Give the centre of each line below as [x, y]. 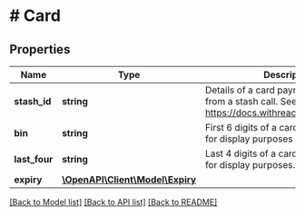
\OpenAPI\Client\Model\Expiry [129, 180]
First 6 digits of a [241, 128]
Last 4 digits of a [241, 153]
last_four [34, 159]
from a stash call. [241, 101]
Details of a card [240, 90]
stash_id [33, 101]
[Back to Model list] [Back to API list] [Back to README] [113, 202]
